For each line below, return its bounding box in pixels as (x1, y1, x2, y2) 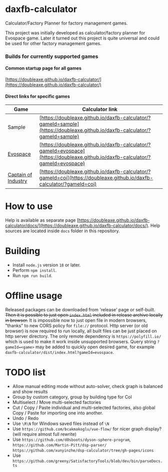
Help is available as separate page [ (5, 217, 79, 223)
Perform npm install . (12, 267, 56, 273)
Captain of (7, 171, 32, 178)
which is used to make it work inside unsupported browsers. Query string (5, 339, 156, 345)
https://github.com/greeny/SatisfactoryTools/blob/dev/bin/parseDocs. (12, 459, 163, 464)
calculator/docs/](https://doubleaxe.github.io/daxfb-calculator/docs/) (5, 223, 148, 229)
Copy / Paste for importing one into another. (12, 410, 103, 416)
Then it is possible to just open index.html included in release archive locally (5, 312, 163, 318)
